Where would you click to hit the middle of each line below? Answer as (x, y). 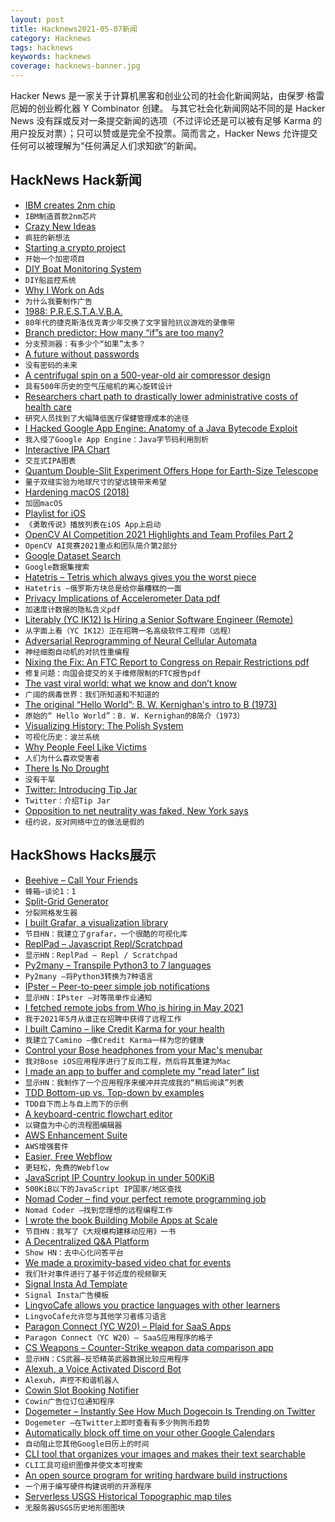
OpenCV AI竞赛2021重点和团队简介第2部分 (101, 546)
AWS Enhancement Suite (76, 1135)
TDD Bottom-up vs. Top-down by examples (114, 1092)
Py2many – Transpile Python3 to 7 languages (118, 965)
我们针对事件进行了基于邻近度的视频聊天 (95, 1274)
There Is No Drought (67, 768)
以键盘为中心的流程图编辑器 (73, 1125)
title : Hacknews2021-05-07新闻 (74, 29)
